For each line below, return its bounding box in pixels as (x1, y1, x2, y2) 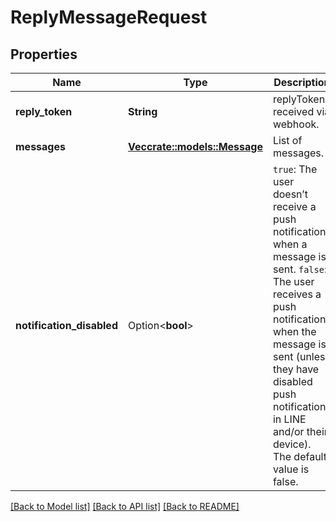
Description (273, 76, 331, 89)
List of (272, 134, 303, 147)
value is (272, 462, 310, 476)
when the (272, 325, 317, 338)
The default (272, 450, 327, 463)
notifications (272, 400, 332, 413)
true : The (272, 162, 318, 176)
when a (272, 237, 308, 251)
